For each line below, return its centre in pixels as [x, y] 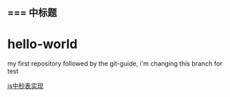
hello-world [43, 44]
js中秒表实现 [26, 86]
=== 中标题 [32, 13]
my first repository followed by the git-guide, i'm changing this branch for [115, 63]
